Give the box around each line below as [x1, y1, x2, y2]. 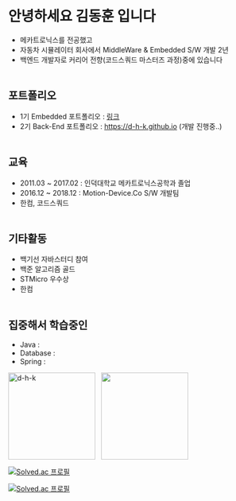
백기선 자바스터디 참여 [19, 254, 89, 264]
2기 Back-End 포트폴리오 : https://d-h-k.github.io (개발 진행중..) [19, 121, 222, 131]
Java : [19, 340, 41, 350]
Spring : [19, 357, 46, 367]
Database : [19, 348, 56, 358]
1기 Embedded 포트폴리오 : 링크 [19, 111, 120, 121]
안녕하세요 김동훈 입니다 [8, 7, 157, 25]
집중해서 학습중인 [8, 318, 88, 332]
